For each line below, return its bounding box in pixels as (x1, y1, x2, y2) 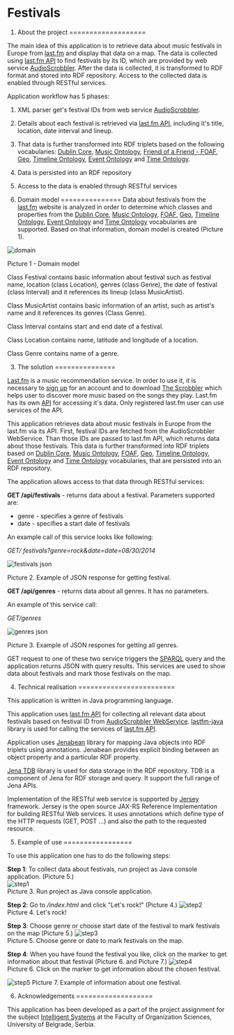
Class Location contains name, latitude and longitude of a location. (7, 335, 198, 344)
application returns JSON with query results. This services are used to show (7, 661, 226, 670)
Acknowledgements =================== (17, 992, 153, 1000)
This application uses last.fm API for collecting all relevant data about (7, 709, 206, 718)
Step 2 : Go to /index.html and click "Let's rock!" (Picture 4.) (7, 900, 178, 909)
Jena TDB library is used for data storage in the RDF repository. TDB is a (7, 766, 214, 775)
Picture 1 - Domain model (7, 259, 80, 268)
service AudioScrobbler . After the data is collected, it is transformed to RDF (7, 63, 224, 72)
